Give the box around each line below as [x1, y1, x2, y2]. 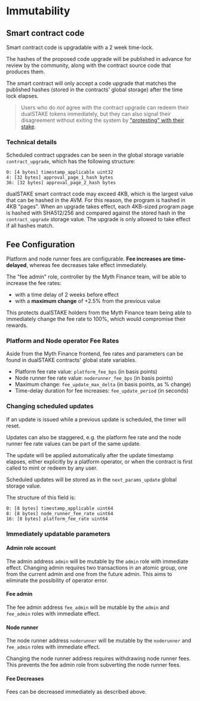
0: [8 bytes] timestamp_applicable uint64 [6, 505, 113, 512]
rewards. [6, 322, 28, 329]
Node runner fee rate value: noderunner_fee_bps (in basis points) [14, 375, 173, 382]
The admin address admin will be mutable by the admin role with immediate [6, 558, 189, 565]
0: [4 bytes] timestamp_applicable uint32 [6, 169, 113, 176]
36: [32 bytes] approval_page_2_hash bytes [6, 180, 116, 186]
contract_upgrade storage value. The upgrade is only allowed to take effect [6, 216, 191, 223]
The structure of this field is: [6, 494, 76, 501]
